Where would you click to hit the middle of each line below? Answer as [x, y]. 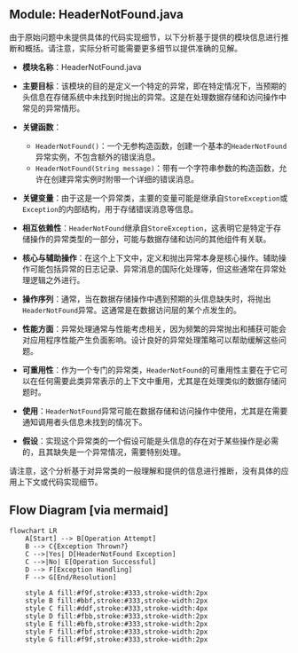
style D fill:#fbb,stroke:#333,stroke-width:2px [117, 616]
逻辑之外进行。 [57, 279]
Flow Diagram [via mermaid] [89, 511]
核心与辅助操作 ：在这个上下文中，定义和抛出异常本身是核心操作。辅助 [150, 257]
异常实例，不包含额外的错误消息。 [98, 157]
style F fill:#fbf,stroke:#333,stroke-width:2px [117, 632]
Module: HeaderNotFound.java [96, 15]
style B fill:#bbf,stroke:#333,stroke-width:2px [117, 601]
